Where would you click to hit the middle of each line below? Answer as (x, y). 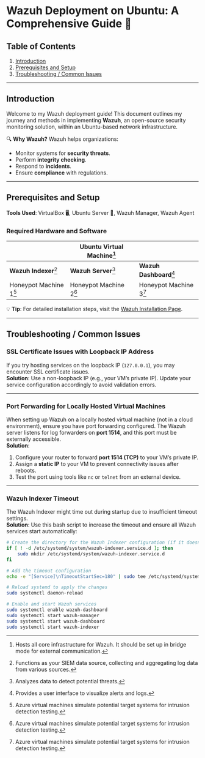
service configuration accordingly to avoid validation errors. (81, 385)
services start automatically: (42, 531)
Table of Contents (41, 46)
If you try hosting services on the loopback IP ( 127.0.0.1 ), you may (91, 365)
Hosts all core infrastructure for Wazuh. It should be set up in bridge (101, 644)
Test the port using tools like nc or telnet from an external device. (98, 477)
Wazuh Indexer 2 (34, 271)
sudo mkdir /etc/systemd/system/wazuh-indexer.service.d (91, 554)
